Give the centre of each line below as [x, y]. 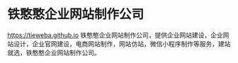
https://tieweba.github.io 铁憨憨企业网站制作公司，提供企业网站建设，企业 [115, 35]
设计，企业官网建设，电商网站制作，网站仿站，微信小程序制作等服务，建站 [122, 43]
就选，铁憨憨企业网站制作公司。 [54, 52]
